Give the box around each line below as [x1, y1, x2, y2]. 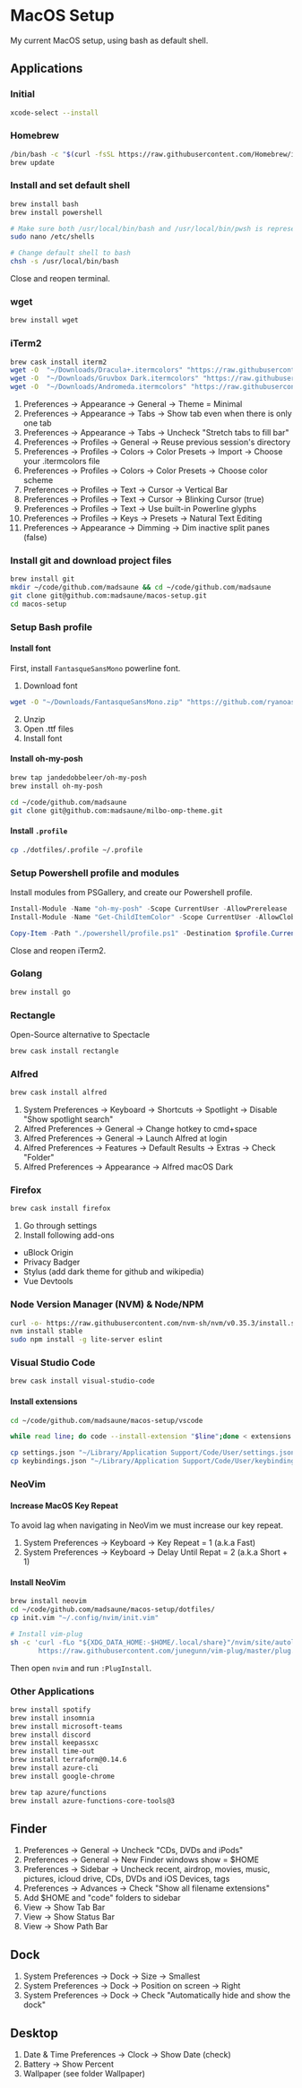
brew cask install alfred [10, 1088, 107, 1098]
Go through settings [22, 1221, 98, 1231]
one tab [22, 418, 52, 428]
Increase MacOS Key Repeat [10, 1500, 119, 1511]
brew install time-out [10, 1747, 95, 1756]
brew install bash [10, 199, 79, 209]
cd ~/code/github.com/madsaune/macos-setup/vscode [10, 1416, 203, 1425]
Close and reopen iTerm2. [10, 945, 107, 955]
